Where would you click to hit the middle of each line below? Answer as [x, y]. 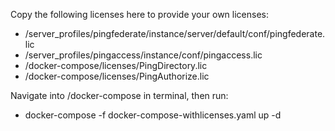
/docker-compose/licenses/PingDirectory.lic [116, 65]
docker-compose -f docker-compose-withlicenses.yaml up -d [153, 115]
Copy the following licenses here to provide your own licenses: [139, 14]
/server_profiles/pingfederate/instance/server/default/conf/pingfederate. [175, 33]
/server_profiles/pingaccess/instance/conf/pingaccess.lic [143, 55]
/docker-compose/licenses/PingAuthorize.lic [117, 76]
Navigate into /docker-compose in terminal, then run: [119, 95]
